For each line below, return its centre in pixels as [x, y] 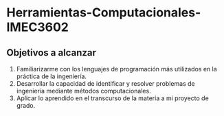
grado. [26, 105]
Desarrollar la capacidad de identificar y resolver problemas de [105, 83]
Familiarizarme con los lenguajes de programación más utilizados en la [116, 69]
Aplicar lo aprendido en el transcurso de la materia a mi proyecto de [112, 98]
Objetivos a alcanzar [52, 53]
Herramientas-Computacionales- [104, 13]
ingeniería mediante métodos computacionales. [84, 91]
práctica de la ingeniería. [52, 76]
